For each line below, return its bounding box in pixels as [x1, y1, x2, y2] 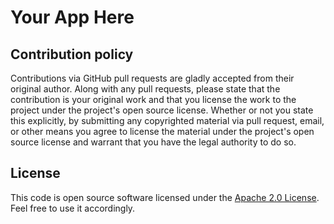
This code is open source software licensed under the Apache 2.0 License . [10, 191, 320, 203]
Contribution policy [10, 46, 134, 63]
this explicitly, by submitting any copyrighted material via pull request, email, [10, 115, 325, 126]
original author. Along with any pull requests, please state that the [10, 83, 281, 95]
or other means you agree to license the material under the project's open [10, 126, 315, 137]
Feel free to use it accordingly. [10, 202, 136, 214]
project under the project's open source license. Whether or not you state [10, 104, 314, 116]
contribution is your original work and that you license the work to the [10, 94, 297, 105]
